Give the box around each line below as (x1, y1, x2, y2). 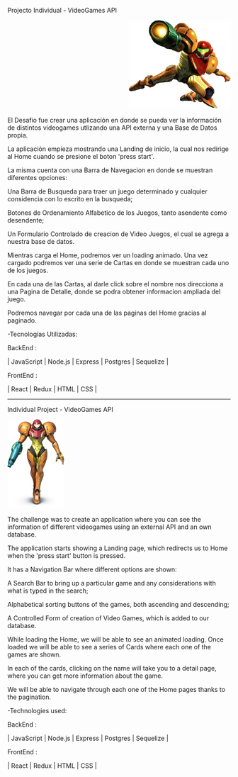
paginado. (7, 316, 37, 325)
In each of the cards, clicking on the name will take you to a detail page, (7, 664, 217, 672)
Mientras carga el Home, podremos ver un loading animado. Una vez (7, 251, 208, 259)
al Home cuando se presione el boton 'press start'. (7, 152, 154, 160)
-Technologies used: (7, 707, 67, 715)
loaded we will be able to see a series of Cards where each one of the (7, 643, 211, 651)
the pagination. (7, 693, 52, 701)
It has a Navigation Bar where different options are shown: (7, 565, 177, 574)
